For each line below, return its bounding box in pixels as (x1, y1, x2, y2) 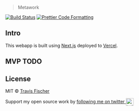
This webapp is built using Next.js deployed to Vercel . (5, 42, 118, 48)
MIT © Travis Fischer (5, 88, 50, 94)
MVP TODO (5, 57, 42, 66)
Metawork (17, 5, 39, 10)
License (5, 74, 31, 83)
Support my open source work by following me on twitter (5, 98, 125, 104)
